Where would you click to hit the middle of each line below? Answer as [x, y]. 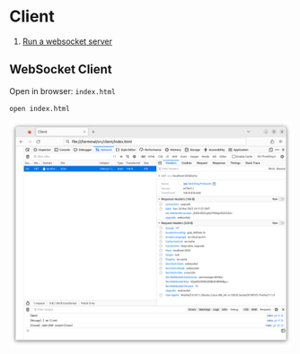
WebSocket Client [61, 69]
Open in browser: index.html [62, 91]
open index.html [40, 108]
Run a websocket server [67, 41]
